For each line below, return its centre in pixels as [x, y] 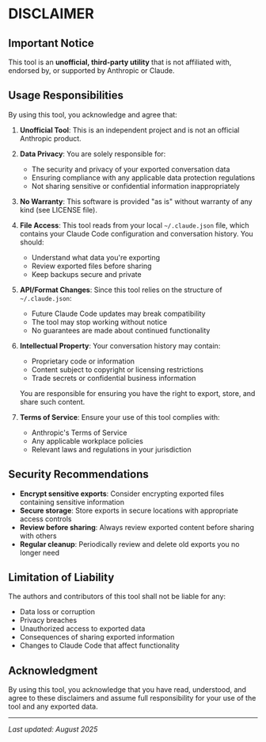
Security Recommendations [78, 474]
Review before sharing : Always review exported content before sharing [137, 527]
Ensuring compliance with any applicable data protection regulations [143, 177]
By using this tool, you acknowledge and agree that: [93, 114]
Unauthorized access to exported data [82, 629]
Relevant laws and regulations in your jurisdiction [111, 449]
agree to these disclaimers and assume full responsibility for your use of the [132, 698]
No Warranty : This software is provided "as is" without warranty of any [136, 201]
